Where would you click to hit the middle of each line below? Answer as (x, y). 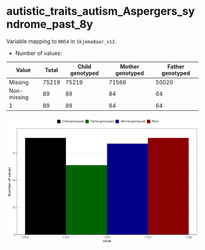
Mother (129, 67)
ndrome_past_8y (50, 24)
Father (176, 67)
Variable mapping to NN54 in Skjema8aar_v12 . (62, 41)
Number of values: (38, 53)
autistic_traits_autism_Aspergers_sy (101, 11)
